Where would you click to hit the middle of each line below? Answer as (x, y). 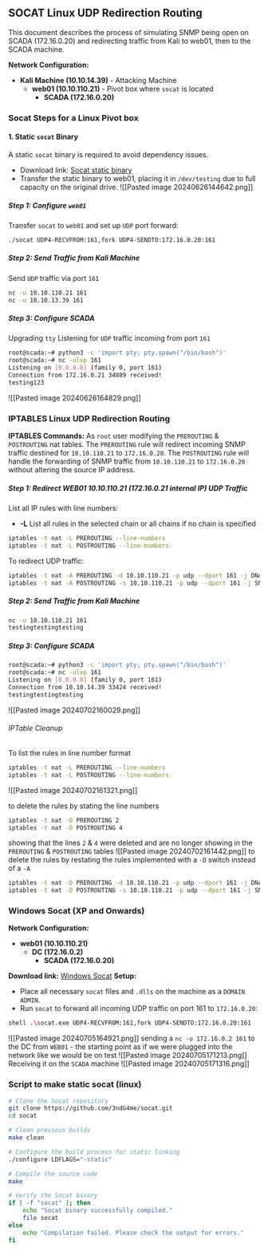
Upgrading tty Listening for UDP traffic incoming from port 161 (110, 338)
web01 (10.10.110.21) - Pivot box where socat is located (122, 89)
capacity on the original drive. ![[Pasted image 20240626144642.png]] (136, 187)
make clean (26, 1138)
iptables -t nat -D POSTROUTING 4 (66, 828)
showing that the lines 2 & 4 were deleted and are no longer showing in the (130, 843)
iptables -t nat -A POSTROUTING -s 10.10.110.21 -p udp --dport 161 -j (130, 583)
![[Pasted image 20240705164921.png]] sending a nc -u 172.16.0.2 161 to (132, 1038)
